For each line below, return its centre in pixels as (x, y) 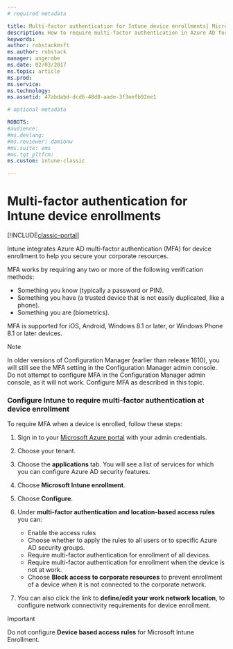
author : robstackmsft (38, 46)
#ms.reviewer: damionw (40, 142)
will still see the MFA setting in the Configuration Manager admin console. (112, 368)
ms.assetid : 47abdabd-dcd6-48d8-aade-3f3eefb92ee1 (82, 97)
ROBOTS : (18, 122)
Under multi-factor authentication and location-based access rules (116, 512)
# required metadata (37, 14)
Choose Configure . (45, 499)
